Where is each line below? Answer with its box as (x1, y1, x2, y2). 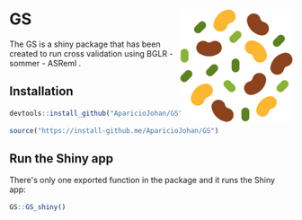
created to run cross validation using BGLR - (9, 48, 173, 58)
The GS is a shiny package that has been (9, 39, 161, 49)
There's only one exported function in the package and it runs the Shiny (9, 175, 276, 186)
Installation (9, 84, 74, 99)
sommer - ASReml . (9, 57, 82, 68)
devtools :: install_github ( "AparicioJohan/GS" (9, 109, 182, 118)
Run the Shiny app (9, 151, 114, 166)
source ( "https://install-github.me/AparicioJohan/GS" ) (9, 126, 219, 135)
